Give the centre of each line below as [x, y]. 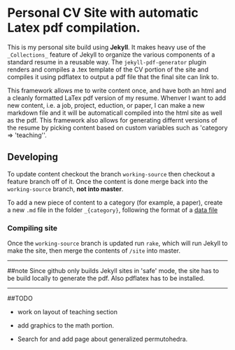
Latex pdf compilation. [74, 28]
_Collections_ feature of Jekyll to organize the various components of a [111, 55]
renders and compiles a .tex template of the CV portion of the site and [108, 69]
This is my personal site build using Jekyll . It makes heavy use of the [107, 47]
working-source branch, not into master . [65, 189]
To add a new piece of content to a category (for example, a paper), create [115, 202]
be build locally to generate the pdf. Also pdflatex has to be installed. [106, 279]
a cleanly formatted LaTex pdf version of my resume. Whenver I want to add [116, 98]
